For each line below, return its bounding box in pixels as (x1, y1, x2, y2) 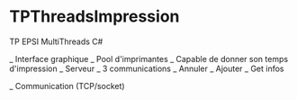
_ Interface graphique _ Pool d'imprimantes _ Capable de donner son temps (9, 53, 289, 64)
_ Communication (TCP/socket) (9, 80, 125, 91)
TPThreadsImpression (9, 6, 180, 27)
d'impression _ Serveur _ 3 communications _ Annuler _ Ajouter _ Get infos (9, 63, 284, 74)
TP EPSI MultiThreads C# (9, 36, 103, 47)
